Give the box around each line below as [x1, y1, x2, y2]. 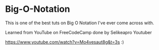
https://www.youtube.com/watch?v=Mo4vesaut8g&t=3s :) [5, 39, 124, 45]
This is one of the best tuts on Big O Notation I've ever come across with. [5, 20, 155, 26]
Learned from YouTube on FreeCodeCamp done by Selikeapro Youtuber [5, 29, 152, 35]
